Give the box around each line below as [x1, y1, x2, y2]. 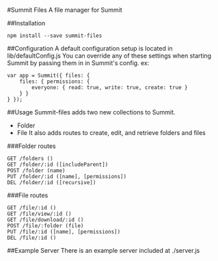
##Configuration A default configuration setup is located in [7, 45, 173, 52]
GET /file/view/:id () [7, 210, 72, 217]
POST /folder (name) [7, 167, 66, 174]
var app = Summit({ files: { [7, 72, 90, 79]
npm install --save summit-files [7, 32, 103, 39]
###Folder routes [7, 142, 56, 150]
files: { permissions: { [19, 78, 90, 85]
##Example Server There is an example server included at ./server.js [7, 247, 200, 254]
